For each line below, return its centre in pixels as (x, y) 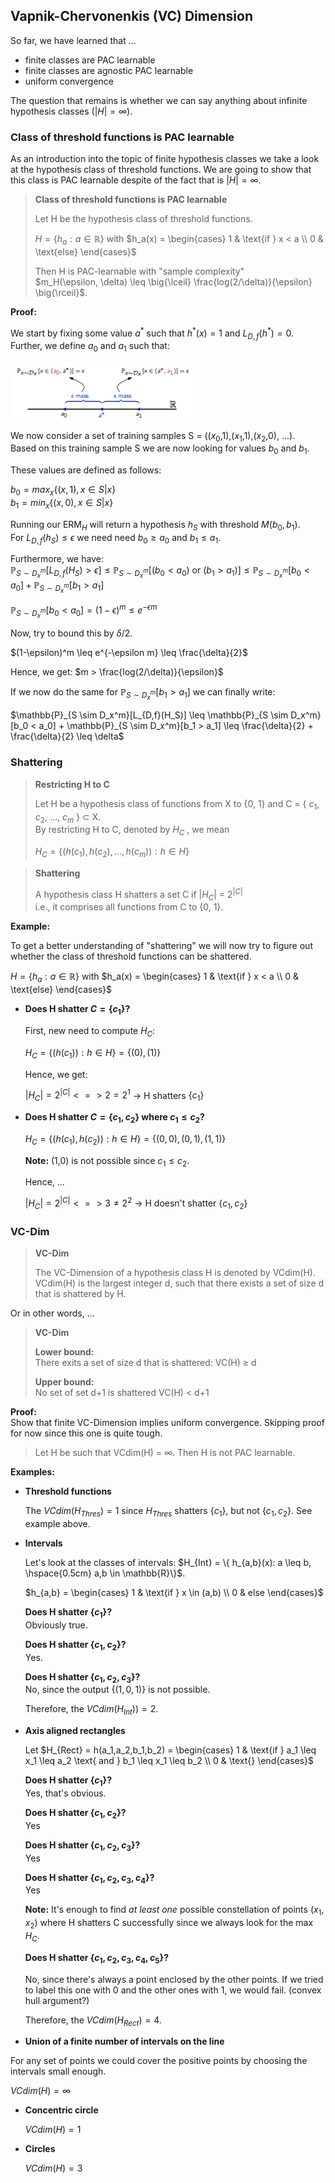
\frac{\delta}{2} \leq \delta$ (67, 736)
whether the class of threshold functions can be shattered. (131, 956)
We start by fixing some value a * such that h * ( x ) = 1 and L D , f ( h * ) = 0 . (152, 333)
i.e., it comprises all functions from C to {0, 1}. (129, 907)
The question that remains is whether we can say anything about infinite (159, 100)
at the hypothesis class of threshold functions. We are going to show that (161, 170)
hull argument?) (57, 2000)
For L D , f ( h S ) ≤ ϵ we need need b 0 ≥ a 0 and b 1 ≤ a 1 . (116, 538)
